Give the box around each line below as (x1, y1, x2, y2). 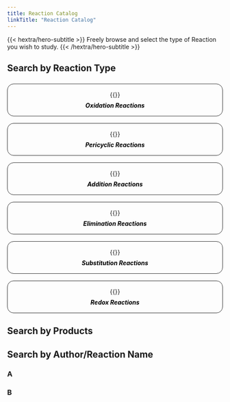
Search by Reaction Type (7, 62, 116, 74)
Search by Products (7, 325, 94, 337)
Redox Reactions (90, 298, 140, 306)
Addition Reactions (87, 179, 143, 188)
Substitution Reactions (81, 258, 149, 267)
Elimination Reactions (83, 219, 147, 227)
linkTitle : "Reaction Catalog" (7, 16, 97, 23)
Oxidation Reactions (85, 101, 145, 110)
